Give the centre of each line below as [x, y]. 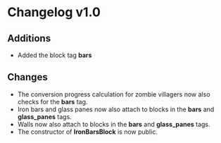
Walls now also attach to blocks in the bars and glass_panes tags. [114, 124]
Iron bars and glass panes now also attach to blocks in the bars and [116, 109]
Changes [27, 77]
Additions [29, 38]
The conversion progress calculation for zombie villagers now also [114, 94]
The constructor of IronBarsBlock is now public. [88, 132]
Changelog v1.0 [54, 12]
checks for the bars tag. [52, 101]
